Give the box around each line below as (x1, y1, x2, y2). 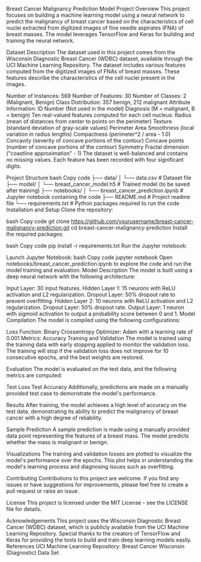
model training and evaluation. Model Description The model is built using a (6, 267, 193, 273)
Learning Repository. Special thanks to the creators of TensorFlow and (6, 530, 181, 537)
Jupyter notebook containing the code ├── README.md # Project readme (6, 194, 190, 200)
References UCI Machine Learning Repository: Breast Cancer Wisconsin (6, 543, 185, 549)
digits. (6, 162, 22, 170)
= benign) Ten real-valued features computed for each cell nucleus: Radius (6, 111, 192, 118)
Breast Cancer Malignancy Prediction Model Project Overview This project (6, 5, 190, 12)
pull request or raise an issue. (6, 487, 80, 495)
